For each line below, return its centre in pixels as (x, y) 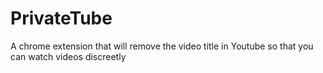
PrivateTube (61, 18)
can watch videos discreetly (68, 56)
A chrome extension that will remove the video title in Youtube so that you (162, 46)
